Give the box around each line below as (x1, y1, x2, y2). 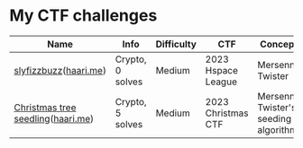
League (205, 75, 237, 88)
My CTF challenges (9, 5, 158, 26)
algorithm (256, 123, 298, 135)
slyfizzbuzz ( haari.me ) (14, 64, 106, 76)
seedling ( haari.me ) (14, 112, 95, 125)
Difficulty (155, 38, 197, 50)
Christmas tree (14, 100, 77, 113)
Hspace (205, 64, 239, 76)
